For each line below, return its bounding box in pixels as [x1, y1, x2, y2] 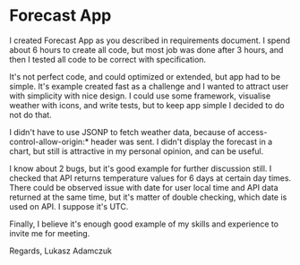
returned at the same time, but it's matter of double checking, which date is [9, 192, 287, 202]
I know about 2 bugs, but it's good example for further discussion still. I [9, 163, 272, 174]
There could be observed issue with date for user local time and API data [9, 182, 279, 192]
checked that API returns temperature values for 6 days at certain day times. [9, 172, 292, 184]
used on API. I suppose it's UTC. [9, 201, 129, 211]
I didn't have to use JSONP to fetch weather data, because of [9, 126, 236, 137]
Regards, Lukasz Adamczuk [9, 245, 113, 256]
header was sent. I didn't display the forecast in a [90, 136, 273, 147]
